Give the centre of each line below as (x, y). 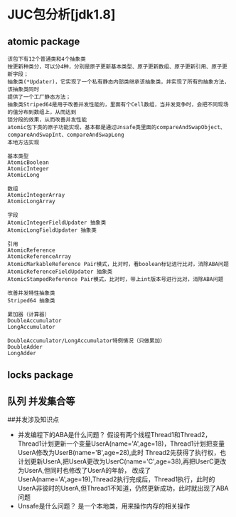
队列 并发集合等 (41, 401)
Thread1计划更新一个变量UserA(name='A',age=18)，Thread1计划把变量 (121, 444)
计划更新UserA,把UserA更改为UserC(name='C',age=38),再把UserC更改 (122, 461)
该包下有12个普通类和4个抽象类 (47, 59)
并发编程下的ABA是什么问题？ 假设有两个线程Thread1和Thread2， (114, 435)
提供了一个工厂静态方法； (39, 97)
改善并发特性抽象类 (31, 293)
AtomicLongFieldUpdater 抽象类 (52, 230)
